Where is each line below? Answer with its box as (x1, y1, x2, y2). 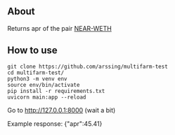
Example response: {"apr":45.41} (7, 119, 103, 128)
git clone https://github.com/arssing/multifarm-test (7, 63, 169, 70)
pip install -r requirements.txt (7, 87, 105, 94)
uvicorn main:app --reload (7, 94, 86, 101)
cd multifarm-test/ (7, 69, 65, 76)
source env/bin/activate (7, 81, 80, 88)
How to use (7, 45, 58, 57)
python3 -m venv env (7, 75, 68, 83)
